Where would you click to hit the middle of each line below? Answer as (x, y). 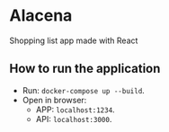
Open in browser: (54, 100)
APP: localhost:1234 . (75, 110)
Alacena (41, 16)
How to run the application (85, 69)
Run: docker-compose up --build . (84, 90)
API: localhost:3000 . (74, 119)
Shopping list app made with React (74, 40)
